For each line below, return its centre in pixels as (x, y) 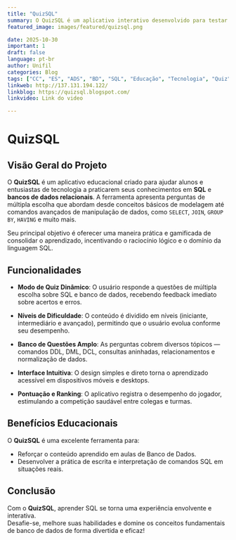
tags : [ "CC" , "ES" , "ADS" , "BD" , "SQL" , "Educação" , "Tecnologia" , (108, 79)
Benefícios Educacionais (63, 424)
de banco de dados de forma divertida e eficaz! (76, 530)
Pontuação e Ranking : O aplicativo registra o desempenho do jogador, (120, 394)
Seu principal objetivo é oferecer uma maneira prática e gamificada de (109, 233)
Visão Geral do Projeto (57, 165)
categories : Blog (33, 72)
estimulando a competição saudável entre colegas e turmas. (105, 401)
